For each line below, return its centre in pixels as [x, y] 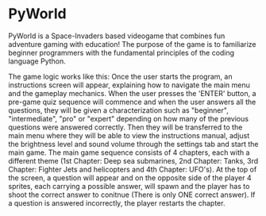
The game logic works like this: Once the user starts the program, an [120, 76]
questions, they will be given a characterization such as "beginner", [118, 110]
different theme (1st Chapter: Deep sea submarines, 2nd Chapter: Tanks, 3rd [133, 160]
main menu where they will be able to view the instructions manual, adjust [129, 135]
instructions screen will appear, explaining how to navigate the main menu [129, 85]
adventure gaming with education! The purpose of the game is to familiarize [132, 44]
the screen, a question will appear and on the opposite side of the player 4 [130, 177]
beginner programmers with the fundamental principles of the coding [121, 52]
